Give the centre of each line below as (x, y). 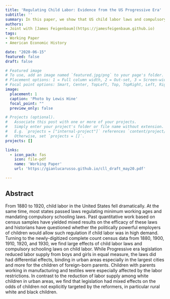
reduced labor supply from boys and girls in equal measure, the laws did (81, 254)
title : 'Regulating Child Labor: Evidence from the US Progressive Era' (83, 10)
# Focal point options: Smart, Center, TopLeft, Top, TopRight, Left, (81, 85)
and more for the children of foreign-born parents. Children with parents (80, 265)
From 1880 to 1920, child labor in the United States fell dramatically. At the (82, 206)
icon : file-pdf (30, 159)
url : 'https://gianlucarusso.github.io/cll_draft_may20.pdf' (80, 169)
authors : (14, 24)
